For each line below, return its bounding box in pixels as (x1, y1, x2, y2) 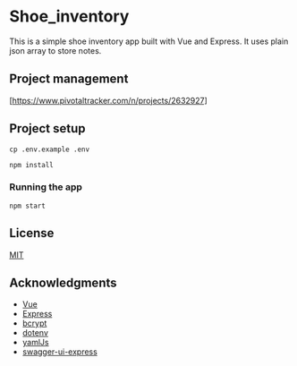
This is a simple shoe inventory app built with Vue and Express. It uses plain (9, 36, 289, 47)
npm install (9, 160, 54, 169)
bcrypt (21, 318, 47, 328)
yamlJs (21, 337, 49, 348)
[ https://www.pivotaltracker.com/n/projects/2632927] (9, 95, 208, 106)
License (9, 226, 55, 241)
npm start (9, 201, 47, 210)
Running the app (9, 181, 83, 193)
